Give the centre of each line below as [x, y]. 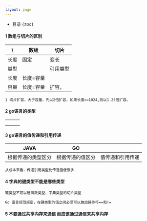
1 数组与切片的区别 [24, 36]
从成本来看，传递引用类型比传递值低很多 [40, 170]
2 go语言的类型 [20, 111]
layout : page [18, 10]
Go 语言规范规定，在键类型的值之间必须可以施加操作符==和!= [58, 202]
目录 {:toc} [23, 24]
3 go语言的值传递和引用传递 [33, 135]
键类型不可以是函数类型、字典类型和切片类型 [43, 193]
